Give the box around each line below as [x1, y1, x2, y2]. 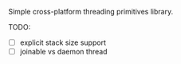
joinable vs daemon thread [19, 47, 108, 57]
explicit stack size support [19, 38, 106, 47]
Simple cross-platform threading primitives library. [8, 7, 174, 16]
